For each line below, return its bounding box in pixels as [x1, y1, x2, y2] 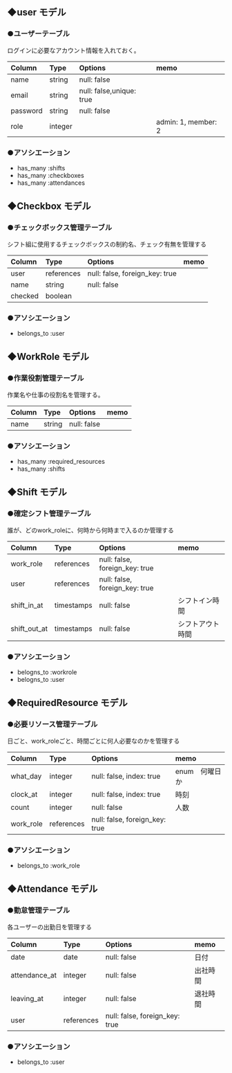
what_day [10, 771, 42, 781]
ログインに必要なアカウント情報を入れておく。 [7, 46, 140, 54]
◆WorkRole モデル [7, 351, 90, 363]
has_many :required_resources [17, 457, 106, 465]
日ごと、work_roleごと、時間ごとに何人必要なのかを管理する [7, 737, 180, 745]
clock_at [10, 789, 38, 799]
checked [10, 291, 39, 300]
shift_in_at [10, 600, 43, 610]
